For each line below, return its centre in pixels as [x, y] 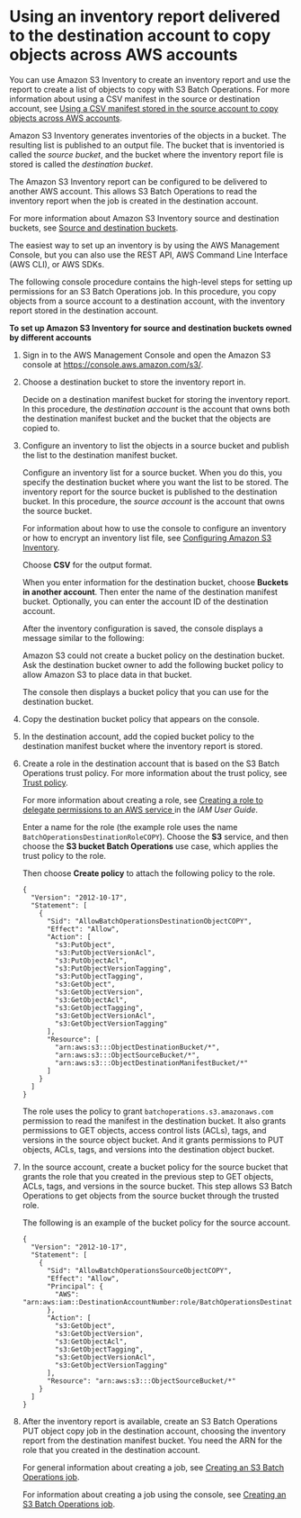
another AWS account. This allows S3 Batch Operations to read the [133, 191]
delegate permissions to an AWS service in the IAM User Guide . [140, 809]
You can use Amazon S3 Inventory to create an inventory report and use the [150, 79]
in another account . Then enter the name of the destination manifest [150, 592]
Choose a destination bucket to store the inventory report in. [134, 382]
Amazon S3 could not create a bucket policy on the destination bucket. [154, 655]
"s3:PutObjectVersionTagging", [114, 968]
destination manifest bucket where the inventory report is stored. [142, 745]
